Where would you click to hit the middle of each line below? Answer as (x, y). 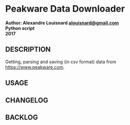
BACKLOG (22, 117)
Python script (20, 28)
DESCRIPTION (28, 49)
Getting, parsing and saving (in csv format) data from (61, 62)
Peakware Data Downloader (65, 9)
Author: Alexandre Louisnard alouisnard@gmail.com (62, 23)
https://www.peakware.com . (35, 67)
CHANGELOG (27, 100)
